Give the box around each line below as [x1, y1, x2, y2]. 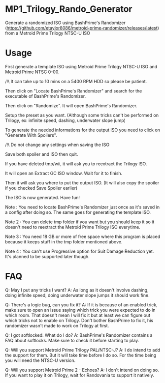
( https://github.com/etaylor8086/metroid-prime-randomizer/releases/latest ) [5, 25, 159, 30]
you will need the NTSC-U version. [5, 357, 75, 363]
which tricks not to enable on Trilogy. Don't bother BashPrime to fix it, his [5, 317, 154, 323]
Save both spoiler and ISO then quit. [5, 151, 78, 157]
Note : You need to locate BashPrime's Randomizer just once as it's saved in [5, 204, 160, 210]
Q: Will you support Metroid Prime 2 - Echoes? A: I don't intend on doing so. [5, 367, 159, 373]
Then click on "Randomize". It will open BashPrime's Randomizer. [5, 102, 138, 109]
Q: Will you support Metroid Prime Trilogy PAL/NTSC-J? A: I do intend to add [5, 347, 161, 353]
